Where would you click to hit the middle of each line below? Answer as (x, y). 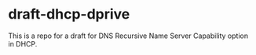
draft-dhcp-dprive (69, 14)
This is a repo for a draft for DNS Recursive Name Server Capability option (128, 36)
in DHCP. (23, 43)
